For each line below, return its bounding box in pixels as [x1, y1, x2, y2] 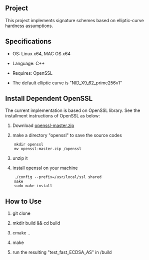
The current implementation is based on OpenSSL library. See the [5, 107, 140, 113]
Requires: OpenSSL [12, 70, 53, 76]
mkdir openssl [14, 142, 43, 147]
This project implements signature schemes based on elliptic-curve [5, 17, 144, 23]
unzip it [12, 155, 28, 161]
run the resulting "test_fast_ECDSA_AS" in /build [12, 249, 112, 255]
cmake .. [12, 230, 30, 236]
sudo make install [14, 183, 52, 189]
